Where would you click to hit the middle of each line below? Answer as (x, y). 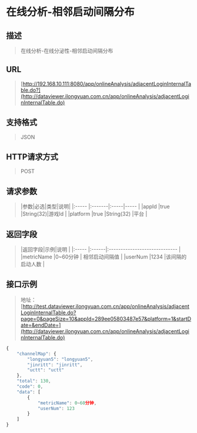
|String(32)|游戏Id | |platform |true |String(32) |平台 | (84, 214)
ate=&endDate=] (41, 325)
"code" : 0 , (30, 387)
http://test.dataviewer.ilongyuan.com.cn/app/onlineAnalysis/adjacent (106, 306)
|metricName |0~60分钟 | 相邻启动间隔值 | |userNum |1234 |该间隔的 (103, 257)
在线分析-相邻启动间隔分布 (71, 12)
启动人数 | (33, 264)
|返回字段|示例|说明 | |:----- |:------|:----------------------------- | (101, 250)
